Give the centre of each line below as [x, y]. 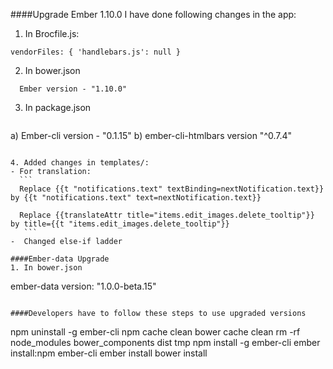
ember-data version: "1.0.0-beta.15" [83, 286]
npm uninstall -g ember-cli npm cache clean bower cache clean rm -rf [155, 332]
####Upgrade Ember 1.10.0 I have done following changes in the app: [153, 14]
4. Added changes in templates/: [80, 163]
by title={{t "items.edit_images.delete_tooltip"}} [120, 224]
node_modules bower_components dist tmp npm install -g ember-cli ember [165, 342]
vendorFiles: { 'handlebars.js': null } [96, 52]
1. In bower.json [46, 268]
